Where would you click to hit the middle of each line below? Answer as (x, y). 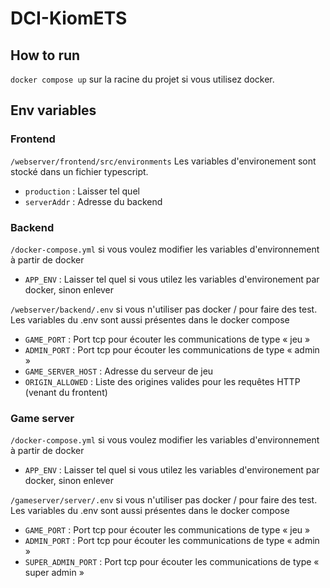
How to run (45, 55)
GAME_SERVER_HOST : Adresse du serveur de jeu (119, 371)
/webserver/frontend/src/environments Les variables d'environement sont (163, 161)
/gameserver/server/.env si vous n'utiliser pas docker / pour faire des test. (164, 500)
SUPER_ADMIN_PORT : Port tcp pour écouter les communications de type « (172, 562)
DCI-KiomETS (69, 18)
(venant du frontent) (66, 392)
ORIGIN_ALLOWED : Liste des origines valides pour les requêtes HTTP (162, 381)
